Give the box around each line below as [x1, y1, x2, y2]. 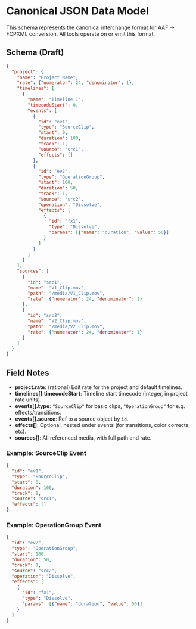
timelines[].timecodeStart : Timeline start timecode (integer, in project [14, 390, 188, 397]
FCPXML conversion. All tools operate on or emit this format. [6, 30, 155, 37]
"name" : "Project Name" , [17, 74, 79, 80]
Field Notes [6, 368, 49, 378]
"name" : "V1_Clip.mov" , [27, 285, 86, 291]
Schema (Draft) [6, 48, 64, 58]
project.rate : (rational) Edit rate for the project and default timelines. [14, 383, 183, 391]
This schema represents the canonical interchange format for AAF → [6, 24, 175, 31]
